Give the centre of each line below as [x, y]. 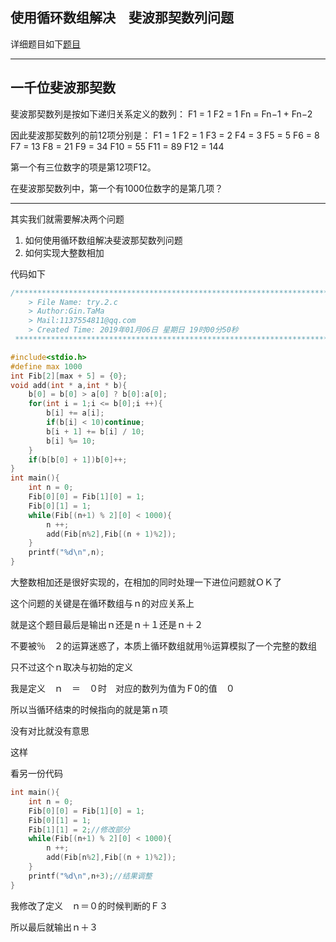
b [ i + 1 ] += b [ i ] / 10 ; [95, 431]
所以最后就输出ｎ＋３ [54, 927]
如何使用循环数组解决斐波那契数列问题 [103, 240]
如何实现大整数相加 [64, 252]
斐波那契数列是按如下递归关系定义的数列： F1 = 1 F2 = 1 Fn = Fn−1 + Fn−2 [161, 114]
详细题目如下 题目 [45, 44]
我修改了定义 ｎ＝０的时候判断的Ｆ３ [89, 905]
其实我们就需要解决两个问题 [67, 219]
